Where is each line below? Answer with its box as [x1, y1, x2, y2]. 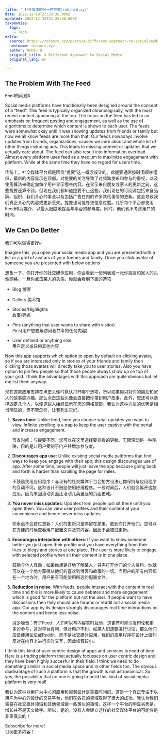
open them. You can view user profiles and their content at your [12, 505, 140, 511]
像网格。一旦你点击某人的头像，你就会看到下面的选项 [5, 276, 112, 282]
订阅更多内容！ [5, 728, 35, 735]
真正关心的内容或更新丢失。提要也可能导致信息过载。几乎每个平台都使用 [9, 200, 154, 206]
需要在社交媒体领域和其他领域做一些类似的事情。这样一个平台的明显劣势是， [5, 701, 158, 707]
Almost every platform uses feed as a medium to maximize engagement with [5, 154, 158, 160]
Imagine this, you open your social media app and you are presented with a [5, 249, 155, 255]
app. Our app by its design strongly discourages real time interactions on [12, 604, 158, 611]
